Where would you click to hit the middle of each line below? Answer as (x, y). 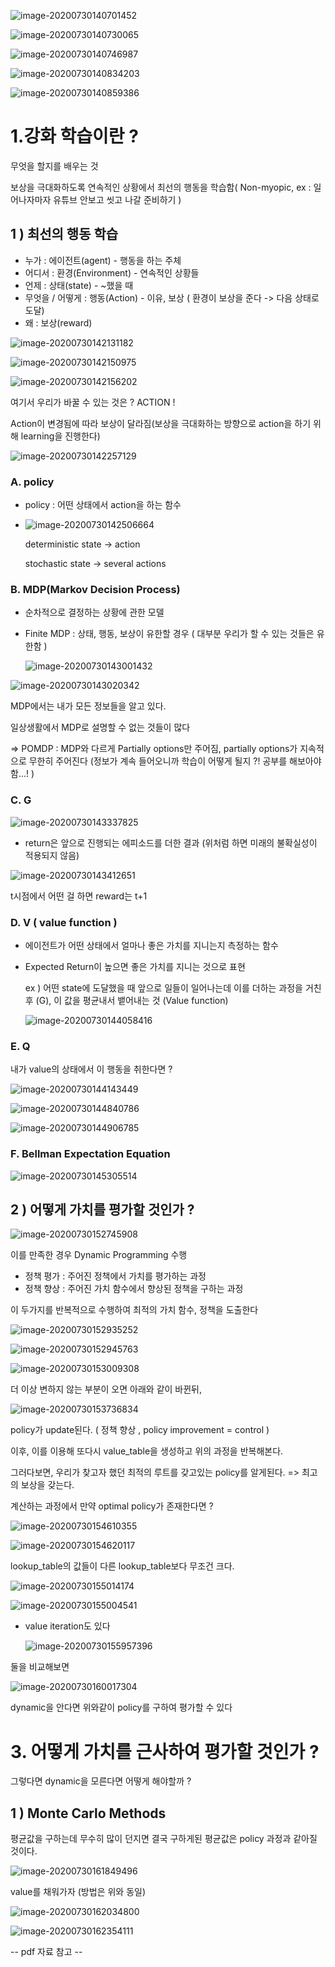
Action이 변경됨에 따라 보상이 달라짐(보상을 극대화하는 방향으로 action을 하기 (161, 423)
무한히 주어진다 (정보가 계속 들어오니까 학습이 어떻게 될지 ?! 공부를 (158, 761)
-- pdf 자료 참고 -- (46, 1952)
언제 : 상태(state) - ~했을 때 (79, 285)
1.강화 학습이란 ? (74, 136)
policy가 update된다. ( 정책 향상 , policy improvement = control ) (140, 1430)
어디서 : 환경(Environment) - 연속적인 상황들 (112, 272)
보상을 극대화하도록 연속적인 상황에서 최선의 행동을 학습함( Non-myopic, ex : (161, 187)
